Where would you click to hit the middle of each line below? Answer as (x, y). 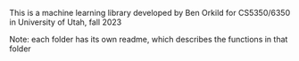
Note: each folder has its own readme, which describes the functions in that (149, 39)
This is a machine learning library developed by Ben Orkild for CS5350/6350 (150, 13)
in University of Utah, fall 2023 (66, 22)
